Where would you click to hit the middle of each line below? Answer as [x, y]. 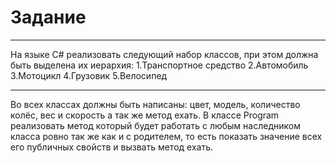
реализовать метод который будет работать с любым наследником [155, 125]
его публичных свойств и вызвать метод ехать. [111, 147]
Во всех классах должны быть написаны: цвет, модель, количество [155, 104]
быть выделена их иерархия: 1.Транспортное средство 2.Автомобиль [159, 65]
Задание [48, 17]
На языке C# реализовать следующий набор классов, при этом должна [164, 54]
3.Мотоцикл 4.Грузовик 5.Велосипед [89, 75]
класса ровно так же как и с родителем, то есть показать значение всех [166, 136]
